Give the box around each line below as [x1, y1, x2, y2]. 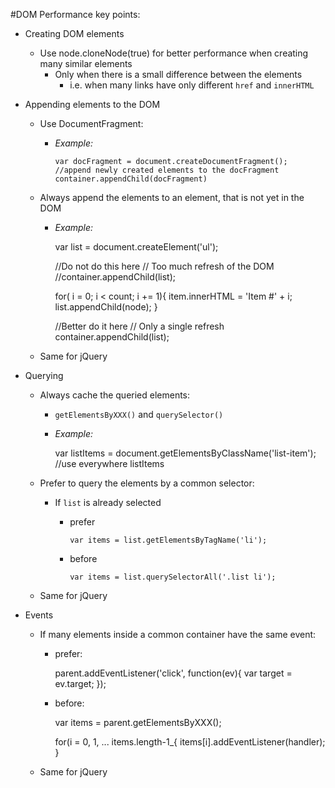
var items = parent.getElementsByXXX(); [54, 717, 222, 728]
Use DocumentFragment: [39, 118, 144, 129]
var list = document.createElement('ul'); [54, 241, 219, 253]
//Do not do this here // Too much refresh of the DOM [54, 260, 275, 272]
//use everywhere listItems [54, 458, 165, 469]
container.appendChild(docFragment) [54, 174, 208, 184]
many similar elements [39, 58, 133, 69]
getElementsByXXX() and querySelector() [54, 409, 224, 420]
